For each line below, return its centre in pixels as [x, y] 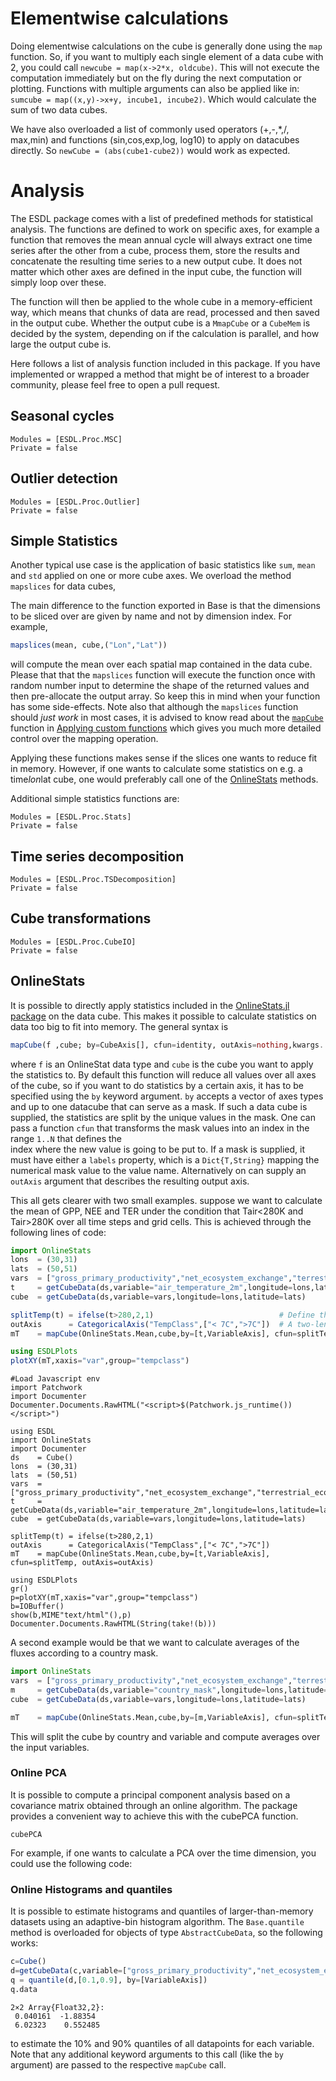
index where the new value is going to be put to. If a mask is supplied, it [157, 1149]
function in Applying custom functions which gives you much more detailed [166, 728]
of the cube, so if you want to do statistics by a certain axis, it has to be [157, 1085]
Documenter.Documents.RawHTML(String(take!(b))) [113, 1624]
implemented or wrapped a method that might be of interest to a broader [160, 374]
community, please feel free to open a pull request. [115, 384]
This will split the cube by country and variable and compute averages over [165, 1736]
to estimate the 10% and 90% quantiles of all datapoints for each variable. [162, 2043]
